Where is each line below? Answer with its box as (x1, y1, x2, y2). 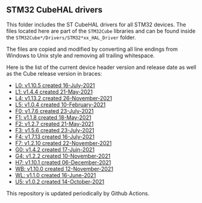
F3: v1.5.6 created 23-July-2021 (15, 126, 95, 134)
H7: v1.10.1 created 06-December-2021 (15, 158, 111, 166)
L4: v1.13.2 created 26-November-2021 (15, 94, 112, 101)
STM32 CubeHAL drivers (6, 5, 103, 15)
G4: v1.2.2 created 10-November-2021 (15, 152, 111, 159)
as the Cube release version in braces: (6, 69, 102, 77)
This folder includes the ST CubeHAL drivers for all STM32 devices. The (6, 21, 186, 28)
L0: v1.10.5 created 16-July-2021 (15, 82, 96, 89)
